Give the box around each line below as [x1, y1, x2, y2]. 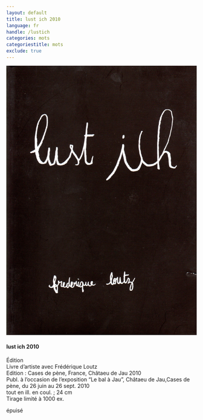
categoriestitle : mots [6, 42, 63, 48]
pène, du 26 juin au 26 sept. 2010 [6, 382, 90, 389]
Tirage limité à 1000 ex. [6, 395, 65, 402]
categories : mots [6, 35, 50, 42]
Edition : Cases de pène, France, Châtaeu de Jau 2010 [6, 369, 141, 376]
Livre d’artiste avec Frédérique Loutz [6, 363, 98, 370]
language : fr [6, 22, 39, 28]
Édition [6, 357, 24, 364]
